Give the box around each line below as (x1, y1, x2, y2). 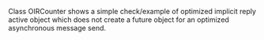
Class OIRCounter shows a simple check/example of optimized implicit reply (8, 7, 257, 16)
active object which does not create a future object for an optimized (8, 15, 229, 24)
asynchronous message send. (8, 24, 107, 32)
